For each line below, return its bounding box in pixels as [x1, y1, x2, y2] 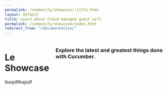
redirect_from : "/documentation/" [5, 26, 77, 31]
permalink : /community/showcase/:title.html [5, 7, 99, 12]
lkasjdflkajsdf [5, 79, 32, 85]
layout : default [5, 12, 39, 17]
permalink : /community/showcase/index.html [5, 21, 97, 26]
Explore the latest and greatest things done [55, 47, 163, 54]
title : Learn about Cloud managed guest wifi [5, 16, 101, 21]
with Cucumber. [55, 53, 96, 60]
